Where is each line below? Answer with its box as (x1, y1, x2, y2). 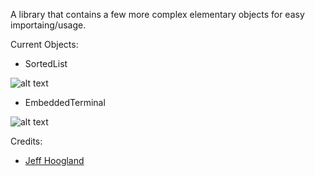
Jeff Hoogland (24, 155, 85, 166)
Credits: (10, 135, 43, 147)
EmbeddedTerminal (24, 97, 106, 108)
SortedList (24, 58, 68, 69)
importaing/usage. (10, 19, 87, 31)
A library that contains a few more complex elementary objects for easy (10, 9, 305, 20)
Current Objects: (10, 39, 79, 50)
